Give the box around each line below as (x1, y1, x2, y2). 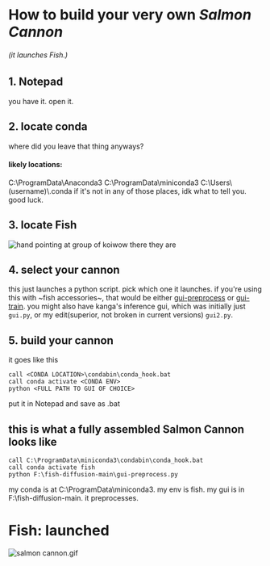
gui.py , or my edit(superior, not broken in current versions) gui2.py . (8, 310, 234, 320)
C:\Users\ (200, 178, 232, 187)
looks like (8, 434, 57, 449)
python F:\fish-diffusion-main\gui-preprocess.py (8, 471, 179, 479)
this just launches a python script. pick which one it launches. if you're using (8, 284, 262, 294)
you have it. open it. (8, 96, 74, 106)
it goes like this (8, 355, 59, 365)
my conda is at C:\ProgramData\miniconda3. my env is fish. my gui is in (8, 484, 245, 494)
